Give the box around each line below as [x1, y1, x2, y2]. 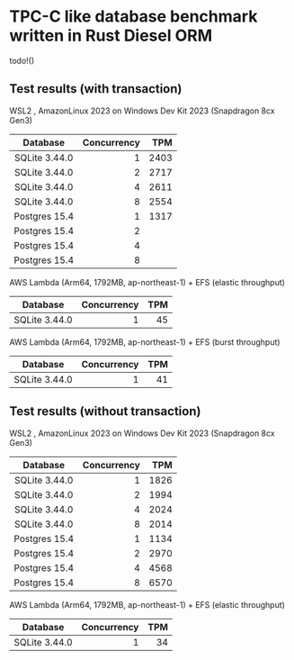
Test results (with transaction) [9, 81, 183, 96]
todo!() [9, 55, 35, 66]
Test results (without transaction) [9, 403, 201, 420]
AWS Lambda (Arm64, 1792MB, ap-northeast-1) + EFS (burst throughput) [9, 336, 281, 348]
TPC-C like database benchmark [9, 6, 258, 27]
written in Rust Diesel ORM [9, 25, 213, 46]
